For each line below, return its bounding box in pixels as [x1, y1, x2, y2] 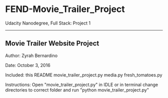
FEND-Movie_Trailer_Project [5, 3, 125, 15]
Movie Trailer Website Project [5, 39, 99, 48]
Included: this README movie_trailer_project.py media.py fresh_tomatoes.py [5, 71, 162, 78]
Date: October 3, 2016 [5, 62, 51, 68]
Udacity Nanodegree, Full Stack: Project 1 [5, 20, 91, 26]
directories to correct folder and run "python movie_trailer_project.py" [5, 86, 149, 93]
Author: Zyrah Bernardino [5, 52, 58, 58]
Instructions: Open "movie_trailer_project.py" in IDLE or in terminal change [5, 81, 158, 87]
